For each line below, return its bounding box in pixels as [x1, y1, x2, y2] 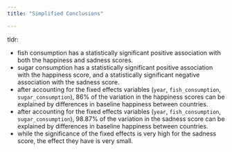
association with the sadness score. [17, 77, 120, 86]
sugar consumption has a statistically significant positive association [17, 63, 213, 71]
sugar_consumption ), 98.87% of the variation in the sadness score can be [17, 115, 225, 123]
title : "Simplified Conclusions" [7, 10, 104, 17]
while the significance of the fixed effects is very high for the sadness [17, 129, 217, 137]
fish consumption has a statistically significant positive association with [17, 48, 222, 57]
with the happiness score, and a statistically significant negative [17, 70, 200, 79]
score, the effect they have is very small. [17, 136, 134, 145]
